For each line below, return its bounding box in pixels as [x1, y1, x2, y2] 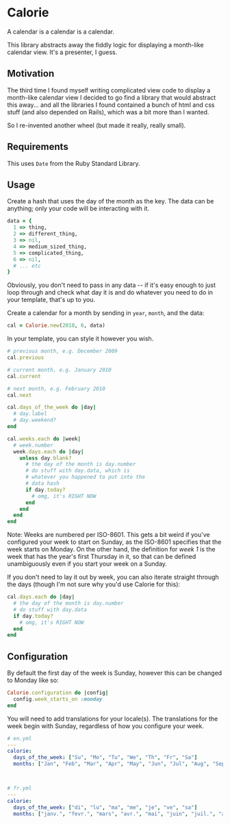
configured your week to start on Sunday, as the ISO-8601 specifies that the [7, 538, 222, 546]
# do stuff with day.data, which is [25, 467, 130, 474]
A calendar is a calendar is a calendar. [7, 27, 115, 36]
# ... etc [13, 262, 41, 269]
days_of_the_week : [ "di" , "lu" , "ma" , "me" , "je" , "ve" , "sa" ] [13, 803, 198, 811]
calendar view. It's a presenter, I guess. [7, 48, 118, 56]
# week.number [13, 442, 53, 449]
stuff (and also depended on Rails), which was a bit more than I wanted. [7, 108, 209, 116]
